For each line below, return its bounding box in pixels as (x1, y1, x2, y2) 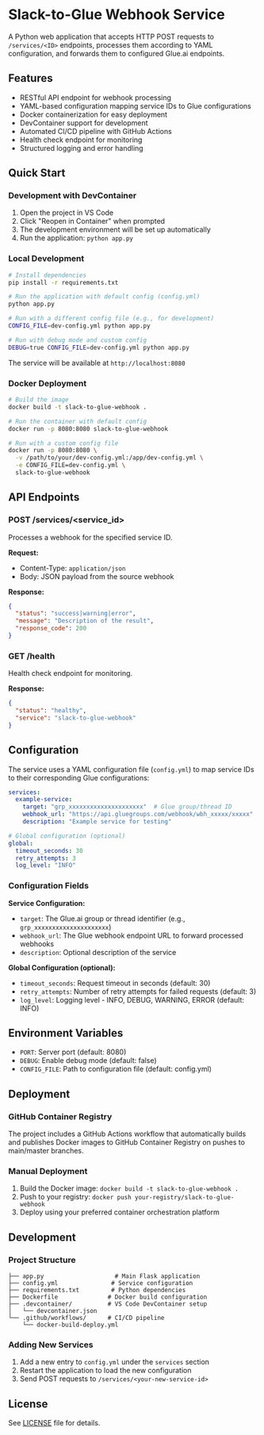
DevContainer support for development (19, 117, 148, 128)
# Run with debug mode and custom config (8, 336, 147, 344)
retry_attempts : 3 (15, 854, 77, 862)
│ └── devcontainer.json (8, 1307, 98, 1315)
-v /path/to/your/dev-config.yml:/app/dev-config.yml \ (15, 454, 204, 462)
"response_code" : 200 (15, 624, 87, 632)
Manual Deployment (8, 1166, 88, 1177)
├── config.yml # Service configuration (8, 1280, 193, 1287)
